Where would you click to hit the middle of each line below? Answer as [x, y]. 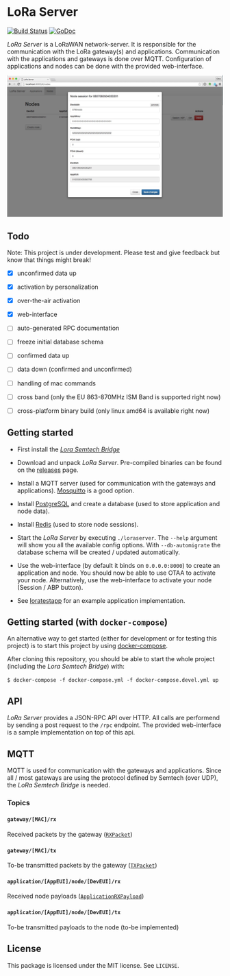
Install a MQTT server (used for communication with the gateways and [116, 483]
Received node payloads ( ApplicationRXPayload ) [76, 896]
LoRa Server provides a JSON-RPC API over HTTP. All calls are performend [114, 718]
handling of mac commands [56, 383]
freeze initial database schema [60, 342]
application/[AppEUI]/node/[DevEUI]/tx [64, 913]
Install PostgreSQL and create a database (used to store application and [118, 503]
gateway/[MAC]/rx [32, 820]
